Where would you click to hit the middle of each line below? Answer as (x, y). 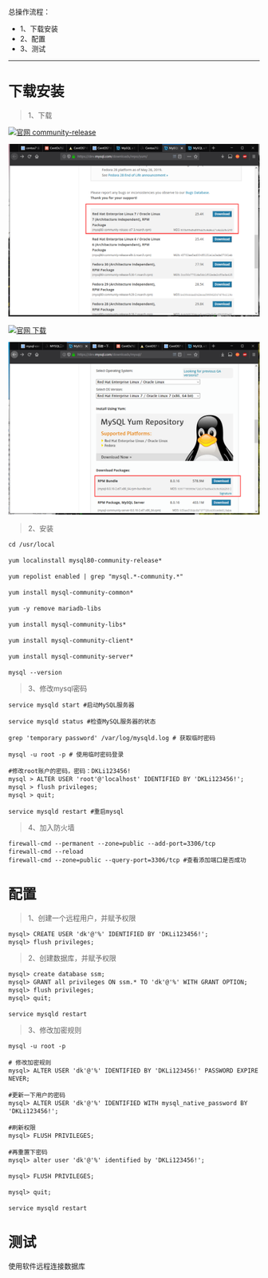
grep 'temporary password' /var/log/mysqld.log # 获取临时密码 (112, 738)
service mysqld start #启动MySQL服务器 (71, 705)
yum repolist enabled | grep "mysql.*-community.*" (96, 576)
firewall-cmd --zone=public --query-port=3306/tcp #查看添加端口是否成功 (127, 860)
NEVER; (19, 1079)
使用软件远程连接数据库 (47, 1266)
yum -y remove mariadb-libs (55, 608)
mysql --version (35, 672)
